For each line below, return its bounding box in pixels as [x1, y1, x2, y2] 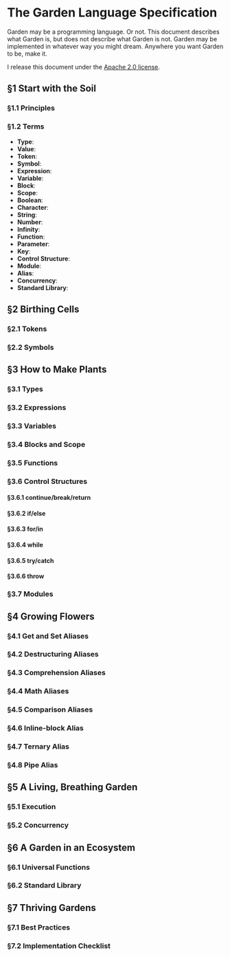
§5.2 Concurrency [7, 820, 69, 830]
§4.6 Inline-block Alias [7, 723, 84, 733]
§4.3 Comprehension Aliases [7, 668, 106, 678]
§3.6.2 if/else [7, 509, 46, 517]
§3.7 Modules [7, 589, 54, 599]
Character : [16, 203, 49, 211]
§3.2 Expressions [7, 403, 67, 412]
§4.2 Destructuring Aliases [7, 650, 100, 659]
